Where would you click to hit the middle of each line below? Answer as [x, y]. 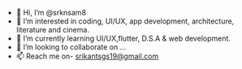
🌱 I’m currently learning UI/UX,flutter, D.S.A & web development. [123, 38]
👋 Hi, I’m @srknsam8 [51, 13]
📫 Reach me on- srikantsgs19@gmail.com [87, 56]
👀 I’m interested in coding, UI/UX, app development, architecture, [125, 21]
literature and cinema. [52, 30]
